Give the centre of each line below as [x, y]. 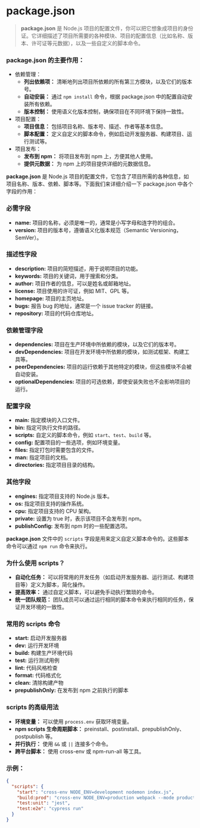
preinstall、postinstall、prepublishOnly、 [135, 729]
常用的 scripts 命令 [33, 624]
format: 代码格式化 [38, 675]
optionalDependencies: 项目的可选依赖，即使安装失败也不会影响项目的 [102, 382]
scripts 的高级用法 [32, 707]
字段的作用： [22, 192]
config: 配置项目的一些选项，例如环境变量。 [69, 442]
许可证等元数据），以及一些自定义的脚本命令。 [87, 43]
